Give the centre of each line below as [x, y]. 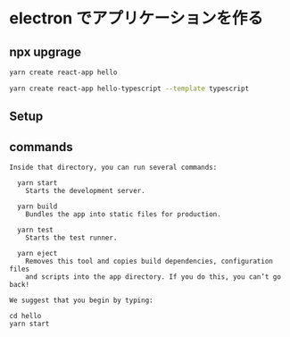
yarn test [35, 230]
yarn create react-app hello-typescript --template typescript [129, 88]
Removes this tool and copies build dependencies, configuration [149, 261]
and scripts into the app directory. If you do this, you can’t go [153, 277]
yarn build [37, 206]
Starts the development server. [85, 190]
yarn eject [37, 253]
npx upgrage [46, 51]
